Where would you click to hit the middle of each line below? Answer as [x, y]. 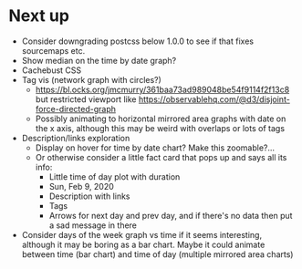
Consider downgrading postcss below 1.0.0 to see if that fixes [138, 41]
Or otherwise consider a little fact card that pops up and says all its [161, 157]
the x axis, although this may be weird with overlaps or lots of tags [160, 128]
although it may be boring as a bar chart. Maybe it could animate [143, 244]
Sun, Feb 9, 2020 [82, 186]
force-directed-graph [75, 109]
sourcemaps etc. [53, 50]
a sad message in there [93, 225]
